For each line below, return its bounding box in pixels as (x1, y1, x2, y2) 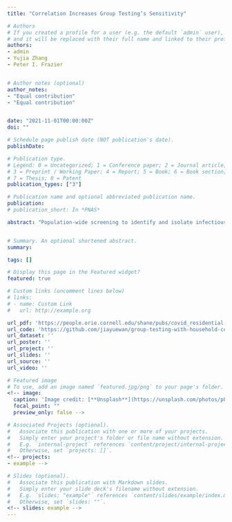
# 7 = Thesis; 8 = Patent (7, 174, 81, 182)
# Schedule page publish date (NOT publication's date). (7, 136, 175, 144)
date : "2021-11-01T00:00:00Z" (7, 118, 95, 124)
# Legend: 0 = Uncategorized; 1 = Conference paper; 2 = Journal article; (7, 162, 227, 169)
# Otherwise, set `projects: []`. (7, 447, 113, 454)
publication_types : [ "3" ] (7, 181, 81, 188)
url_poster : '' (7, 339, 51, 346)
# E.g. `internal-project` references (7, 440, 126, 448)
